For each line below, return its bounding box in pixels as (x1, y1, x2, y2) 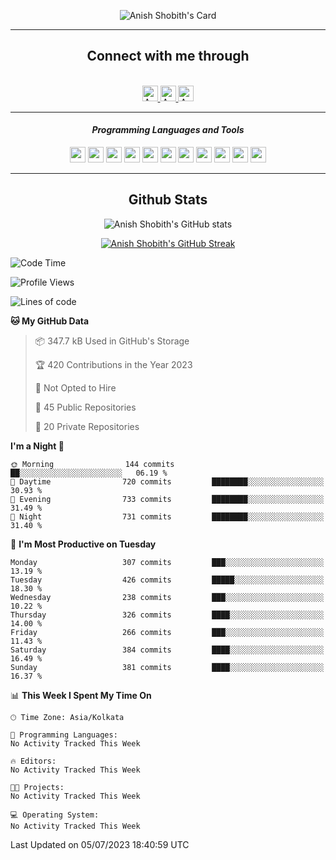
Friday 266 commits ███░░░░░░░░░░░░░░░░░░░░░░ (10, 627, 325, 637)
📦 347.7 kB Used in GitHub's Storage (34, 335, 190, 347)
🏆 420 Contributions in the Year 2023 (34, 358, 193, 370)
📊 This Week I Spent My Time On (10, 689, 152, 701)
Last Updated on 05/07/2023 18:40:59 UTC (10, 838, 190, 850)
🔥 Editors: (10, 756, 57, 766)
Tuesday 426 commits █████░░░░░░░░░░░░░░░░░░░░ (10, 575, 325, 585)
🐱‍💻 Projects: (10, 782, 65, 792)
